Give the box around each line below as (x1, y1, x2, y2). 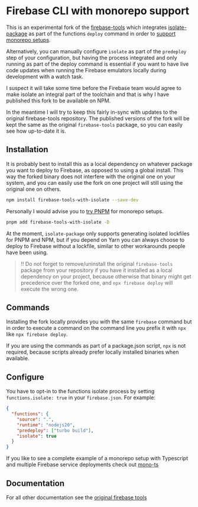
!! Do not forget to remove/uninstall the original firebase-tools (20, 260, 173, 267)
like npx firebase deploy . (6, 330, 68, 338)
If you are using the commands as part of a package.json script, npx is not (6, 342, 186, 349)
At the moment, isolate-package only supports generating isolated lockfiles (6, 230, 190, 237)
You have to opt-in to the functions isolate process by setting (6, 388, 155, 395)
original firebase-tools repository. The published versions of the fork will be (6, 114, 190, 122)
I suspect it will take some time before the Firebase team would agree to (6, 84, 182, 91)
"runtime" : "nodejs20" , (17, 422, 76, 428)
